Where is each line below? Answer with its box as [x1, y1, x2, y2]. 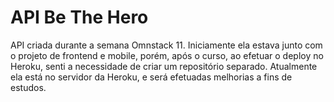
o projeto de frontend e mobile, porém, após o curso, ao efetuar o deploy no [10, 49, 324, 61]
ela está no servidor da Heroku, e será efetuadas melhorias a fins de [10, 71, 293, 83]
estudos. [10, 81, 47, 93]
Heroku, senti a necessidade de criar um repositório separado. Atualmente [10, 60, 318, 72]
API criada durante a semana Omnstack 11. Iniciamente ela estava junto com [10, 39, 323, 51]
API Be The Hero [10, 6, 149, 29]
